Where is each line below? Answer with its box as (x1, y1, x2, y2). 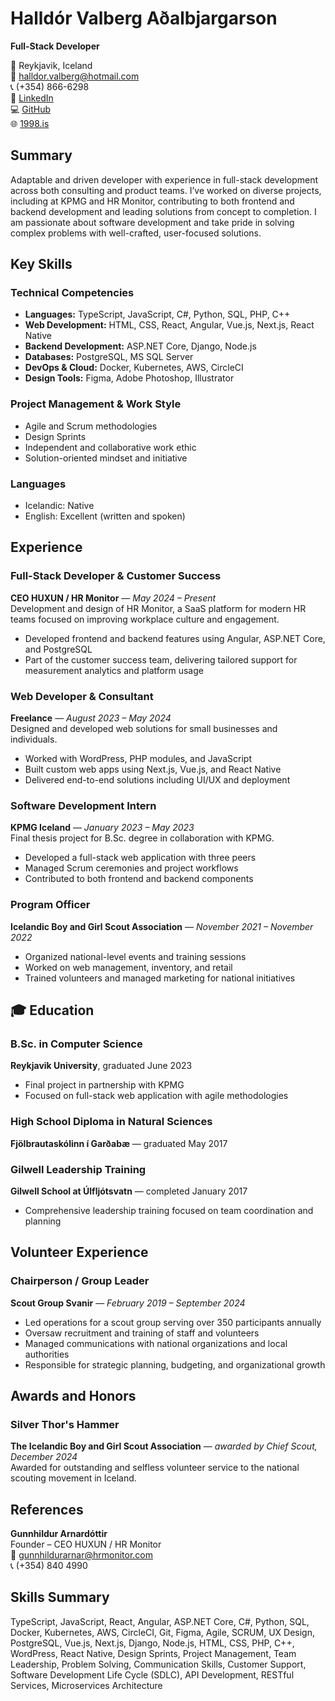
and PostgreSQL (24, 643, 93, 655)
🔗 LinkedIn (10, 92, 54, 104)
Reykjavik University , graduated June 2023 (10, 1060, 193, 1072)
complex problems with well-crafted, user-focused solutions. (10, 227, 262, 239)
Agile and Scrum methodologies (24, 420, 158, 432)
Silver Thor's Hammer (10, 1417, 120, 1431)
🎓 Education (10, 1002, 95, 1019)
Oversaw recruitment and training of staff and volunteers (24, 1327, 260, 1339)
